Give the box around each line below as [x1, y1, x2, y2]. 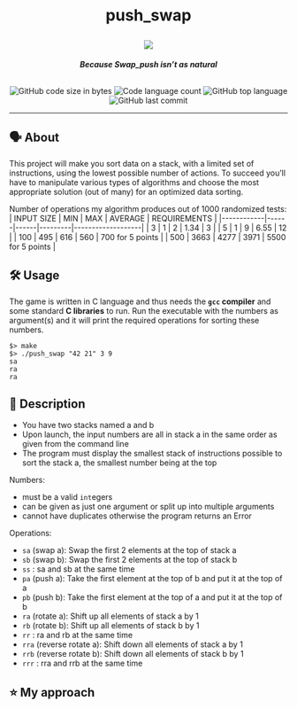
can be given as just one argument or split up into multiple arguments [21, 502, 275, 512]
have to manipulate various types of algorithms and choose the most [9, 176, 259, 187]
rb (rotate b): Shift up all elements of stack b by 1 [21, 620, 200, 631]
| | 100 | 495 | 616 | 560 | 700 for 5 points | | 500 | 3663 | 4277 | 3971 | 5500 [9, 231, 286, 242]
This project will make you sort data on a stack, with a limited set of [9, 158, 255, 168]
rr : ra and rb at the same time [21, 630, 133, 641]
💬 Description [9, 396, 86, 411]
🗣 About [9, 130, 60, 145]
